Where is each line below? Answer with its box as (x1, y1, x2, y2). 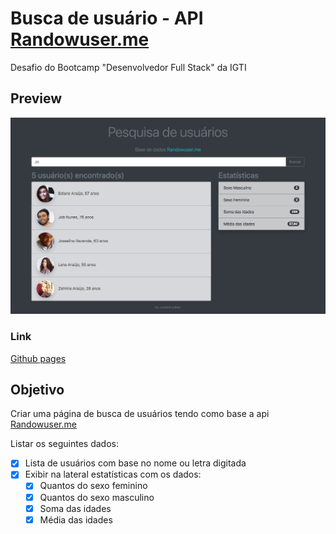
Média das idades (39, 513, 113, 526)
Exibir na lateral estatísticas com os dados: (24, 468, 202, 481)
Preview (10, 90, 63, 107)
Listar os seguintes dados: (10, 438, 119, 450)
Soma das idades (39, 502, 112, 514)
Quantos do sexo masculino (39, 491, 155, 503)
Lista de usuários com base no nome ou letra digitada (24, 457, 247, 469)
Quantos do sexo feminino (39, 480, 148, 492)
